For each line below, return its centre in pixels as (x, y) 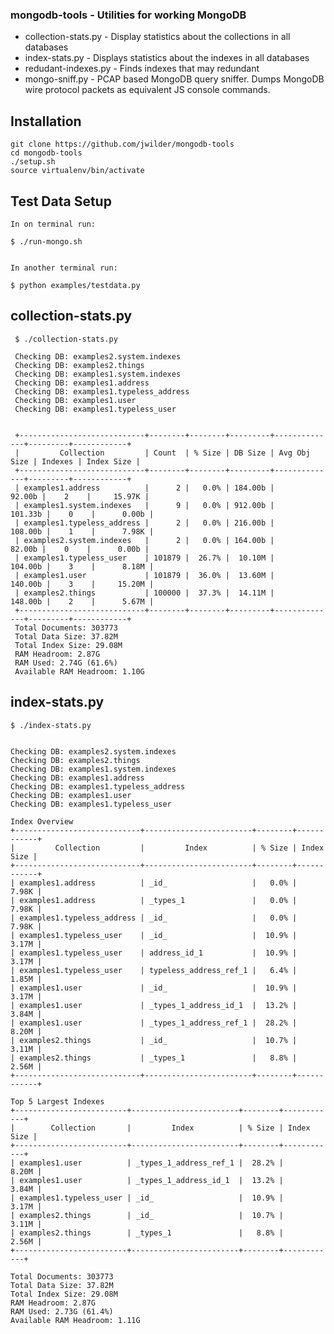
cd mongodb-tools (46, 153)
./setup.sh (33, 162)
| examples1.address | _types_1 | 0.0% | (154, 900)
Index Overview (42, 821)
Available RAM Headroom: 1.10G (79, 671)
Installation (46, 121)
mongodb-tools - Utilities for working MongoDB (128, 15)
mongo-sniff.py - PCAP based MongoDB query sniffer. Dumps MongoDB (174, 79)
